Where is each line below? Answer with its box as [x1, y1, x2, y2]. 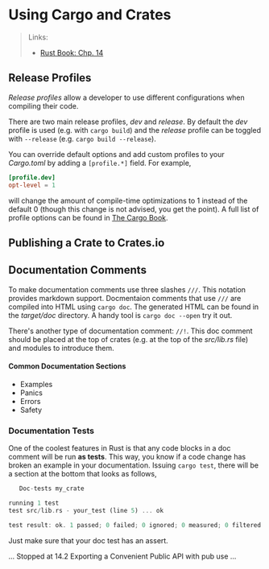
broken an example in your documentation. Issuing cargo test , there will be [8, 460, 259, 470]
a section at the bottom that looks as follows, [8, 469, 157, 479]
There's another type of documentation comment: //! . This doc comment [8, 326, 253, 336]
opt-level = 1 [8, 181, 56, 189]
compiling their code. [8, 101, 79, 110]
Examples [19, 379, 53, 389]
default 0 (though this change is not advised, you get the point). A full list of [8, 204, 259, 214]
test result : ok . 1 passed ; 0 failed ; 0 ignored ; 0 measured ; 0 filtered [8, 521, 262, 529]
